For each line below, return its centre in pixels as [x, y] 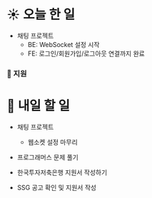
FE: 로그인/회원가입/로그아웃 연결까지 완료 [86, 53]
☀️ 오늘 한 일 [41, 15]
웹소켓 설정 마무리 [52, 142]
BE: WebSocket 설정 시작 [64, 44]
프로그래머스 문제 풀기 [48, 157]
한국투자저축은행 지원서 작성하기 [62, 172]
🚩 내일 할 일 [39, 106]
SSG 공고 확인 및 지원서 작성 [57, 187]
